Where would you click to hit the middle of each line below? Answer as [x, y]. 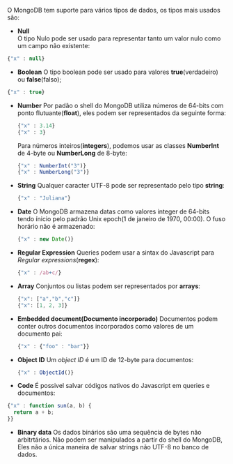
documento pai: [40, 334]
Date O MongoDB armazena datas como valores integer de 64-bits [113, 211]
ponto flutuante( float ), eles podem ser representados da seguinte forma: [121, 113]
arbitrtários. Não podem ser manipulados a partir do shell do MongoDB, [120, 440]
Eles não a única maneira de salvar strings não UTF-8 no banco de [113, 447]
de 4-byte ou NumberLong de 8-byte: [72, 153]
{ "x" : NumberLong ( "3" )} [53, 172]
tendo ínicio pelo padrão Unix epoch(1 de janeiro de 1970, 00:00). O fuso [121, 219]
